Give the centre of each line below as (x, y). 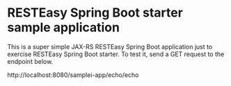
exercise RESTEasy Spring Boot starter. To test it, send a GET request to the (116, 54)
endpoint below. (30, 61)
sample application (64, 27)
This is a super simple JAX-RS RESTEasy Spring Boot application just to (110, 46)
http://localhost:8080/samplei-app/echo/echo (73, 75)
